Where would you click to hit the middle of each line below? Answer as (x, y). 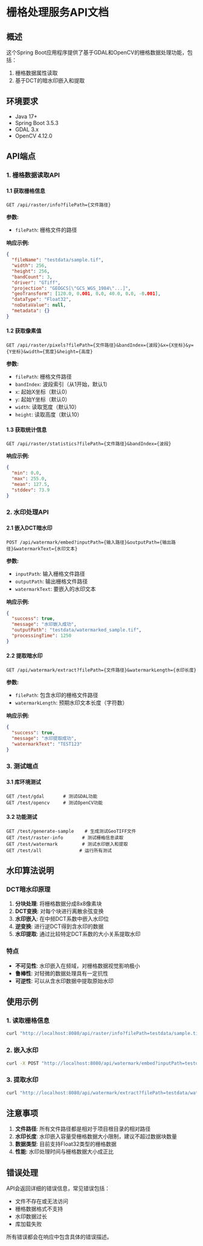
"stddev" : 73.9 (31, 490)
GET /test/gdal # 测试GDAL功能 (52, 796)
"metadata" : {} (31, 311)
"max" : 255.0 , (29, 479)
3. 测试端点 (22, 766)
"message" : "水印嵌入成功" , (44, 625)
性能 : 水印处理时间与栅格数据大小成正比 (64, 1152)
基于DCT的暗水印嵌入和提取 (50, 80)
